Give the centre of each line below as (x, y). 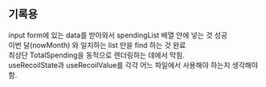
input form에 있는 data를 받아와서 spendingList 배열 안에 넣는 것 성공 (118, 35)
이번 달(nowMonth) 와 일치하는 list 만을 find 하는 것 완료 (97, 45)
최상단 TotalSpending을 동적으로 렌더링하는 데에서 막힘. (96, 55)
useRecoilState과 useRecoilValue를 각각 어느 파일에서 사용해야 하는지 (119, 65)
